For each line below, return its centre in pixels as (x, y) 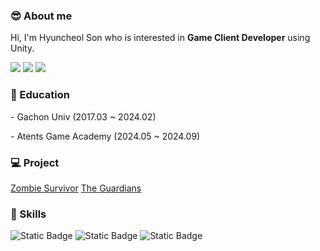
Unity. (22, 48)
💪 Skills (28, 214)
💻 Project (35, 162)
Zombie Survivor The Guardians (76, 188)
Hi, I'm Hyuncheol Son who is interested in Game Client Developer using (160, 38)
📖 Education (40, 95)
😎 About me (41, 16)
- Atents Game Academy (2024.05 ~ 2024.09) (105, 136)
